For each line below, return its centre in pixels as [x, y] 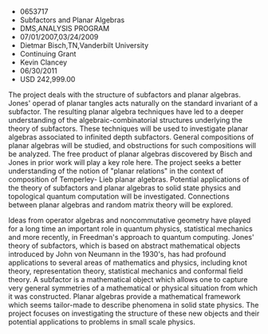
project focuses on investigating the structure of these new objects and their [134, 313]
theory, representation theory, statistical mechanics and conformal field [126, 271]
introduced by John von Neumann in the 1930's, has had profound [117, 254]
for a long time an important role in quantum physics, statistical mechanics [130, 229]
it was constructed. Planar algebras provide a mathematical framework [124, 297]
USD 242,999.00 [47, 79]
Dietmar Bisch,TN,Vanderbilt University [84, 45]
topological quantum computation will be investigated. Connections [119, 196]
